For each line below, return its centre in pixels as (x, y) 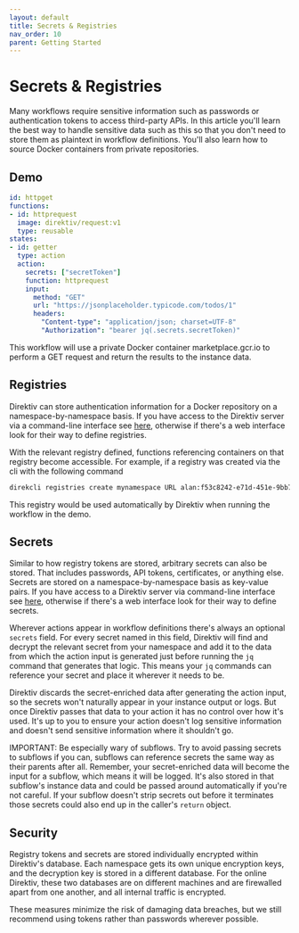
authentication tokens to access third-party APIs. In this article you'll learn (145, 120)
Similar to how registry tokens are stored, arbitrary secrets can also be (138, 564)
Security (33, 833)
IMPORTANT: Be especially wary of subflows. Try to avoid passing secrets (145, 748)
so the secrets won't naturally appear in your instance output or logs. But (143, 702)
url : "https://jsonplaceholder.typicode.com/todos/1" (135, 305)
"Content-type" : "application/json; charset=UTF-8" (139, 322)
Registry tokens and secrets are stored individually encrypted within (134, 855)
